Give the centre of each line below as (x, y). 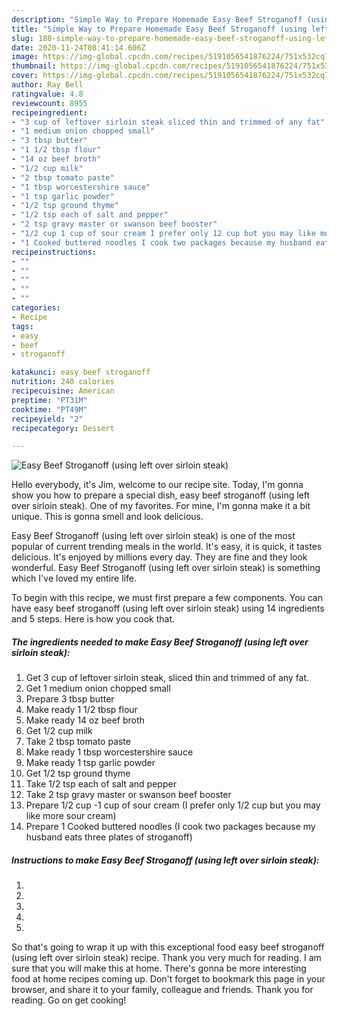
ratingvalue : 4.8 (47, 94)
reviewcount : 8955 (49, 103)
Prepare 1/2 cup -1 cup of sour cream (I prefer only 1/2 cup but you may (173, 805)
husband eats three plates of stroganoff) (109, 837)
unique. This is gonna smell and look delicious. (107, 517)
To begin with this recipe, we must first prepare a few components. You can (167, 598)
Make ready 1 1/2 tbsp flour (81, 710)
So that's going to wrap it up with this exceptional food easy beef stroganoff (168, 947)
